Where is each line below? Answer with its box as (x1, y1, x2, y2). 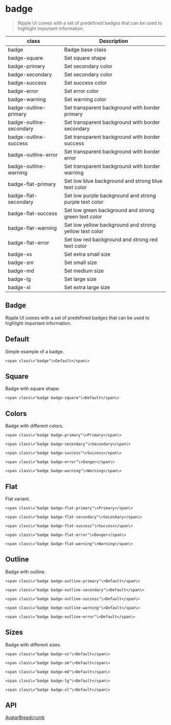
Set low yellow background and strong (64, 221, 156, 228)
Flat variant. (5, 496, 31, 502)
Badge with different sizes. (5, 641, 62, 648)
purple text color (64, 198, 104, 205)
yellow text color (64, 227, 104, 235)
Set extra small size (64, 250, 111, 257)
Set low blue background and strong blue (64, 177, 163, 184)
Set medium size (64, 267, 104, 274)
